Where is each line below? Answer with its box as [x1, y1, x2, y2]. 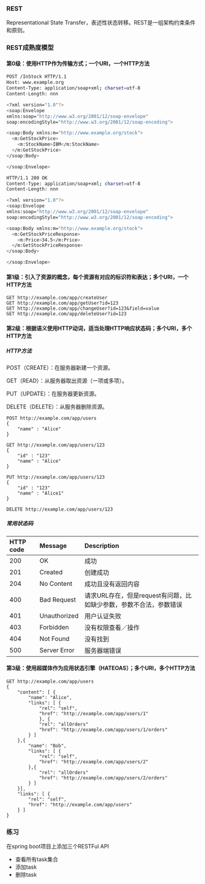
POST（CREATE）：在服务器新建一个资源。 [6, 364, 114, 371]
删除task [15, 871, 37, 878]
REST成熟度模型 [6, 43, 54, 52]
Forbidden [39, 623, 69, 631]
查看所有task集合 [15, 856, 59, 863]
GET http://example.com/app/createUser [6, 295, 108, 301]
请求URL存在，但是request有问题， [84, 591, 186, 599]
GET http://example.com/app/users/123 [6, 442, 105, 448]
